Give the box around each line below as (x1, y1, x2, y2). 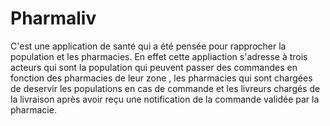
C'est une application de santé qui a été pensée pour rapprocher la (10, 40, 287, 52)
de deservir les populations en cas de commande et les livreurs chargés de (10, 82, 321, 94)
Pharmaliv (10, 7, 97, 30)
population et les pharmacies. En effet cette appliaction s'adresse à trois (10, 50, 308, 62)
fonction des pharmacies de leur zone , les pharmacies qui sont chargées (10, 72, 313, 84)
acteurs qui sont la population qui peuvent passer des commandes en (10, 61, 298, 73)
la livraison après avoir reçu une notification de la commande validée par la (10, 93, 320, 105)
